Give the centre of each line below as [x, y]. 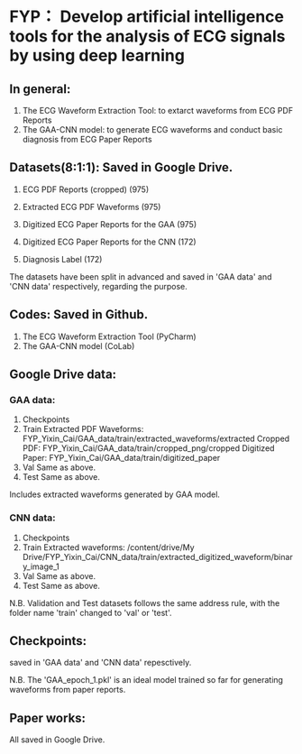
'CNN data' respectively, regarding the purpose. [98, 286]
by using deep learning [97, 55]
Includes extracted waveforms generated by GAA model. [115, 494]
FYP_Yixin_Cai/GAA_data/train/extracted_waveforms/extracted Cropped [156, 439]
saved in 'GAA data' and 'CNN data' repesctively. [101, 663]
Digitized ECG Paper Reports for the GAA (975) [110, 224]
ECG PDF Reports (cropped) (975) [86, 189]
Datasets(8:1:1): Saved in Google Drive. [121, 167]
